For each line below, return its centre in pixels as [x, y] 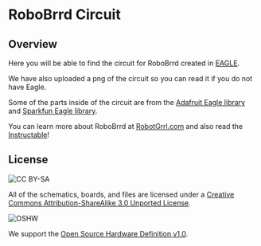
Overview [33, 44]
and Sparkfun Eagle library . [53, 111]
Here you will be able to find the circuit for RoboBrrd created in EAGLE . [124, 63]
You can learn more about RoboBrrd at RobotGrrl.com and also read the [126, 126]
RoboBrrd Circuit [64, 15]
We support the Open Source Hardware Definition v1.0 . [98, 233]
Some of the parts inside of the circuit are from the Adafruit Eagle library [127, 102]
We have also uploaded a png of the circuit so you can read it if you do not [130, 78]
